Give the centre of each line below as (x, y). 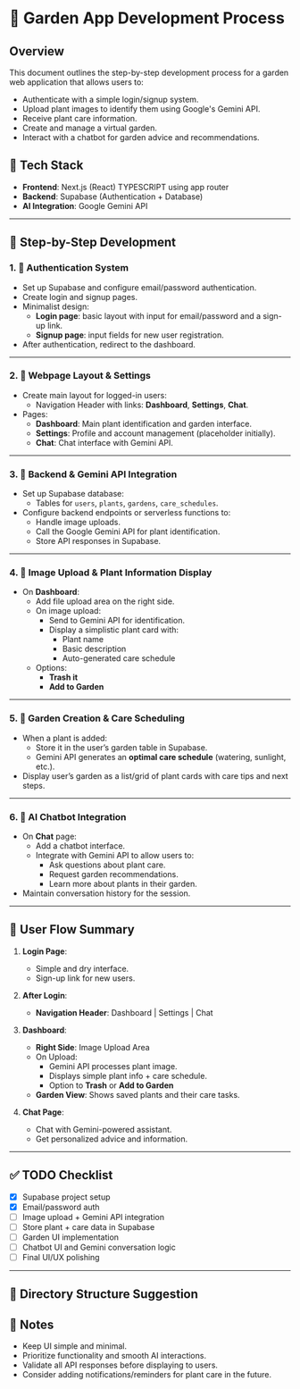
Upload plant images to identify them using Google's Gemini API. (141, 109)
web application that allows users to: (77, 82)
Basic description (94, 649)
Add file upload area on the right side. (105, 601)
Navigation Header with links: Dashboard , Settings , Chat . (142, 405)
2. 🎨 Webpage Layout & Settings (80, 376)
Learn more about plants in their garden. (123, 883)
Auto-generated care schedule (119, 658)
